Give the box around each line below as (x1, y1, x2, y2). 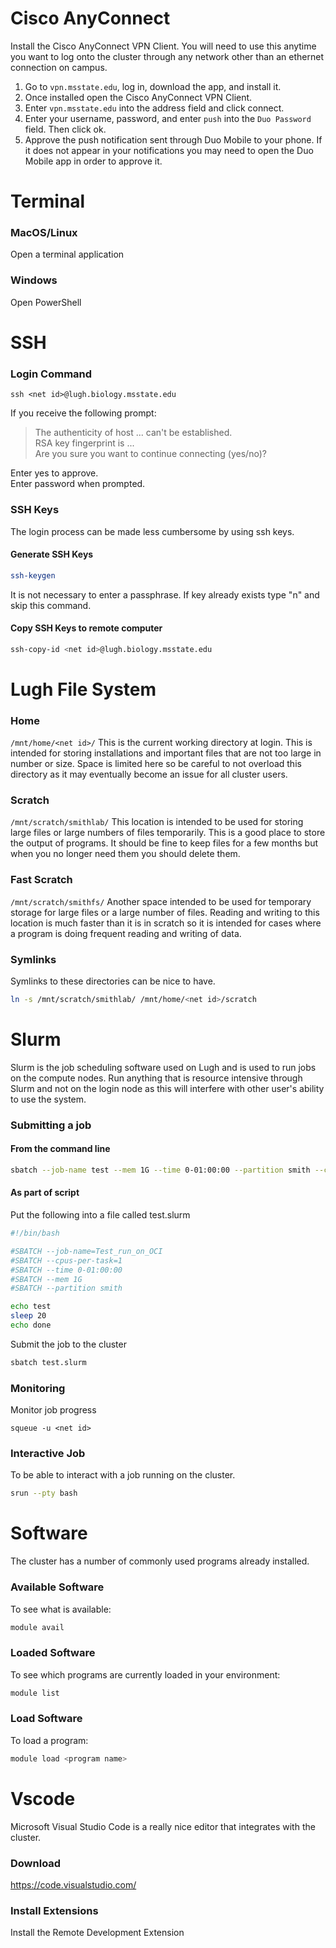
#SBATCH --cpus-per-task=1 (10, 1255, 123, 1266)
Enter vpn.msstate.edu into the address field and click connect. (24, 102, 285, 114)
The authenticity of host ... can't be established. (34, 427, 233, 439)
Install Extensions (10, 1903, 99, 1917)
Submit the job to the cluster (10, 1338, 127, 1350)
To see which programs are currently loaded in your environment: (10, 1668, 281, 1681)
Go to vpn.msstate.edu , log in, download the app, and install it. (24, 80, 282, 92)
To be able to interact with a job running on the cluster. (10, 1469, 236, 1481)
